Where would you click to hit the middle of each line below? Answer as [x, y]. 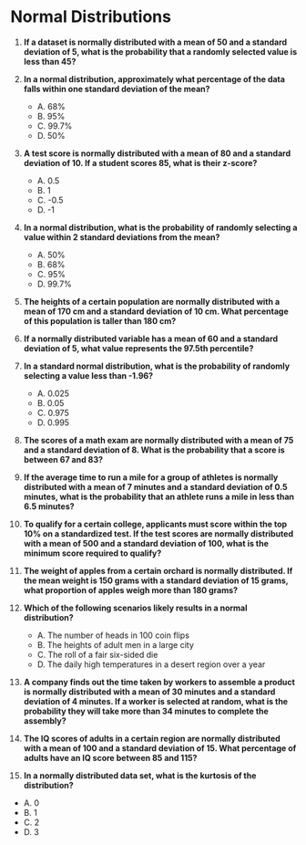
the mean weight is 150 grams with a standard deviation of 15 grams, [156, 580]
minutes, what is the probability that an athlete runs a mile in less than [159, 496]
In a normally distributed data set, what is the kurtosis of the [140, 775]
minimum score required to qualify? [92, 553]
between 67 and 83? [63, 459]
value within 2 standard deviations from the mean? [122, 237]
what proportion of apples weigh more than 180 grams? [131, 589]
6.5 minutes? [49, 506]
